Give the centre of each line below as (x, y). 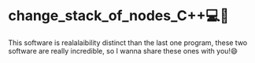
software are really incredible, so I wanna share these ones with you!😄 (123, 51)
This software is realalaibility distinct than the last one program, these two (128, 42)
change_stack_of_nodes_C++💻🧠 (119, 16)
